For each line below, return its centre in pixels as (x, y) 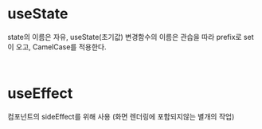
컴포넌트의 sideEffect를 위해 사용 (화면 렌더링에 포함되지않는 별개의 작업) (121, 116)
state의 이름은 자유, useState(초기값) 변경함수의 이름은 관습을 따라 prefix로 (125, 37)
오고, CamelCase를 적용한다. (61, 47)
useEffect (40, 94)
